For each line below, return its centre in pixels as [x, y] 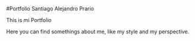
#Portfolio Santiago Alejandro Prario [50, 9]
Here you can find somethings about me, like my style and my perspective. [98, 31]
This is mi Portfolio [29, 20]
